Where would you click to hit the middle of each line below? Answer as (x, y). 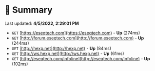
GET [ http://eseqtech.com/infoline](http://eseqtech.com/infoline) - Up (81, 58)
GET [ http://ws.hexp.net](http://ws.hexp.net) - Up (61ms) (68, 53)
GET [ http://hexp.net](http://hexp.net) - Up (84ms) (61, 48)
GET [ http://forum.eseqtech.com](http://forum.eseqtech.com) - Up (78, 38)
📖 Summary (29, 10)
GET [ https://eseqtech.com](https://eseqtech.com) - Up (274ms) (76, 33)
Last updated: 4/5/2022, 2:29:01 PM (42, 23)
